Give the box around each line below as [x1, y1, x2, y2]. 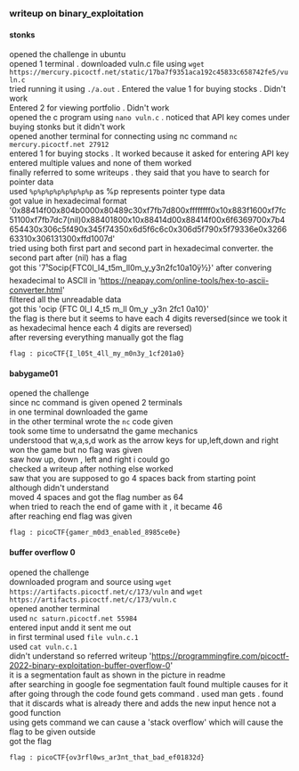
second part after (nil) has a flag [9, 252, 127, 263]
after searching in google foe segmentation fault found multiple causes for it [9, 678, 288, 689]
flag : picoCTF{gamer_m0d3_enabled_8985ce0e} [9, 529, 181, 537]
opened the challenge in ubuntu [9, 49, 126, 60]
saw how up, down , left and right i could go [9, 454, 171, 465]
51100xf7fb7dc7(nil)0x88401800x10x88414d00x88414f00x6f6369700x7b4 [9, 215, 286, 226]
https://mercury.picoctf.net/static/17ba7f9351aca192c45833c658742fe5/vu [9, 68, 289, 78]
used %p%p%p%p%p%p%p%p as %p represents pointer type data [9, 186, 225, 197]
